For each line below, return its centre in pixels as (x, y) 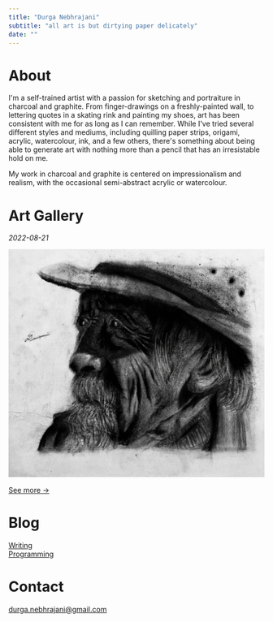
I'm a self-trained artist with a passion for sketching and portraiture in (125, 98)
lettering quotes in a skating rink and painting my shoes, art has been (124, 115)
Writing (20, 546)
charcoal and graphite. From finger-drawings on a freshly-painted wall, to (131, 106)
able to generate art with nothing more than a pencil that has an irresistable (134, 149)
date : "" (23, 34)
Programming (31, 554)
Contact (36, 587)
